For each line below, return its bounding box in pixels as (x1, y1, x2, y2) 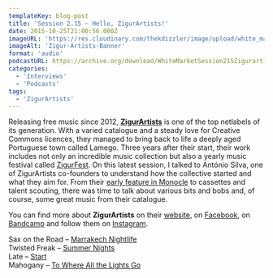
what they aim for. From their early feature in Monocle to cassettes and (8, 177, 246, 187)
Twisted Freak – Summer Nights (8, 243, 115, 253)
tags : (8, 87, 27, 96)
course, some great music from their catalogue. (8, 195, 168, 204)
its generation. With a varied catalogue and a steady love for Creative (8, 126, 240, 135)
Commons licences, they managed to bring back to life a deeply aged (8, 135, 241, 144)
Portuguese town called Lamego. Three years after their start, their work (8, 143, 251, 152)
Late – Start (8, 252, 47, 262)
